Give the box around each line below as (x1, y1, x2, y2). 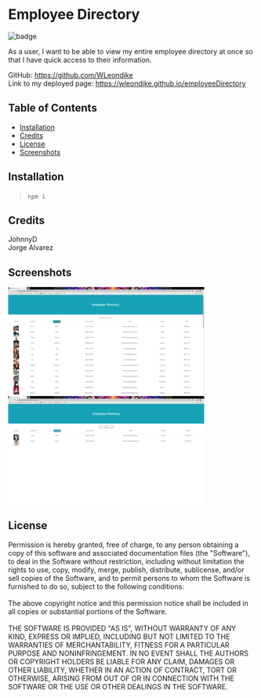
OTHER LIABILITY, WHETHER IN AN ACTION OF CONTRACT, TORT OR (8, 665, 237, 674)
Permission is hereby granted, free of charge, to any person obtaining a (8, 540, 239, 549)
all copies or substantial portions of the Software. (8, 607, 167, 616)
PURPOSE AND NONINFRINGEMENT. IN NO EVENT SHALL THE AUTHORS (8, 648, 249, 658)
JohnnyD (8, 234, 38, 244)
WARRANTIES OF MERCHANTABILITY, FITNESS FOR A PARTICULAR (8, 640, 230, 649)
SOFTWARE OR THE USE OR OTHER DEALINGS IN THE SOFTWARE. (8, 681, 228, 691)
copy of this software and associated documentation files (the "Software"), (8, 548, 251, 557)
